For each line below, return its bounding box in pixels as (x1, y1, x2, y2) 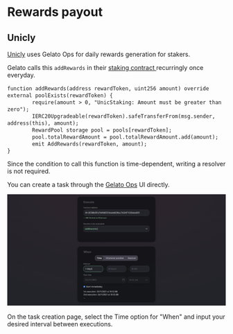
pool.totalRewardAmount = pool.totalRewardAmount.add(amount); (32, 134, 218, 141)
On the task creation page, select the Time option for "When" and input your (7, 313, 225, 321)
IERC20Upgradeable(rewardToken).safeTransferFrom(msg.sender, (32, 113, 216, 120)
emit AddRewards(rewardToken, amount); (32, 141, 148, 148)
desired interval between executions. (7, 320, 113, 328)
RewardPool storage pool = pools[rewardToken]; (32, 127, 172, 134)
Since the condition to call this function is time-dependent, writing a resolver (7, 160, 226, 168)
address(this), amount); (7, 120, 79, 127)
